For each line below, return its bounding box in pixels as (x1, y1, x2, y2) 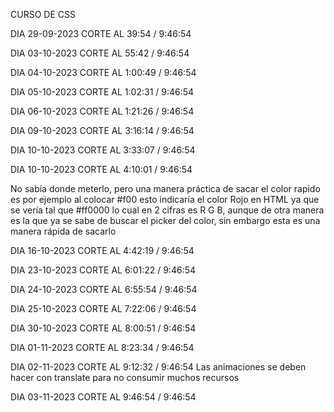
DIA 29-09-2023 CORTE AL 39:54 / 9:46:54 (10, 28, 192, 39)
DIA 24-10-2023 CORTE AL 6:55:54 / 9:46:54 (10, 284, 198, 295)
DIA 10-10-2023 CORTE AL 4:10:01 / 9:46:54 (10, 164, 193, 175)
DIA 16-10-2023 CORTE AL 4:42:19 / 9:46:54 (10, 245, 195, 256)
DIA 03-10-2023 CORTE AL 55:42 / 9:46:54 (10, 47, 190, 59)
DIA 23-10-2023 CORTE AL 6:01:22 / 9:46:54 (10, 264, 197, 276)
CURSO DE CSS (10, 9, 76, 20)
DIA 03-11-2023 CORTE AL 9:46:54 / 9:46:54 (10, 391, 197, 403)
